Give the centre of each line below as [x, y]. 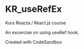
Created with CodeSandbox [34, 42]
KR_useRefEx [33, 9]
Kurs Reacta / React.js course [35, 23]
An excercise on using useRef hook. [42, 32]
